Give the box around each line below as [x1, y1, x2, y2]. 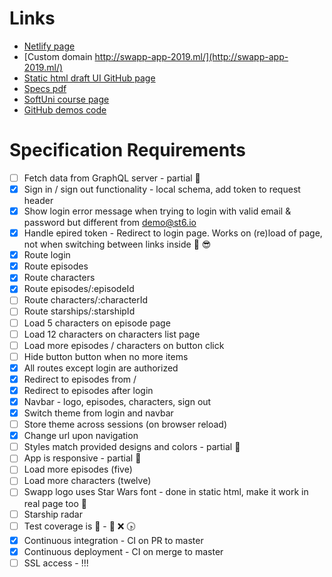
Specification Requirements [9, 139, 246, 162]
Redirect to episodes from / [23, 373, 137, 385]
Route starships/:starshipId [23, 305, 136, 317]
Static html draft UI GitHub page [23, 72, 156, 84]
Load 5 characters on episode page [23, 317, 171, 329]
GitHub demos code [23, 103, 107, 116]
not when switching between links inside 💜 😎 [23, 238, 212, 251]
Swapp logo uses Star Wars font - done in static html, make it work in [23, 486, 309, 498]
